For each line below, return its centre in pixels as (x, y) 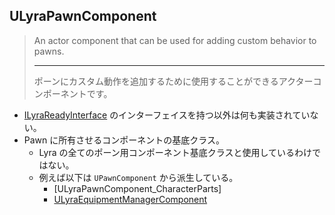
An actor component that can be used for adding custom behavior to (175, 40)
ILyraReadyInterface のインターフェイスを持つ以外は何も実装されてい (167, 115)
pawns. (49, 51)
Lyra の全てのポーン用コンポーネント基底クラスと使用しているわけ (175, 152)
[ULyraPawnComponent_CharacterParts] (137, 188)
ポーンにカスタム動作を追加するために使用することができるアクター (173, 81)
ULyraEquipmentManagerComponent (130, 199)
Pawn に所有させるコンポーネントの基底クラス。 (124, 140)
